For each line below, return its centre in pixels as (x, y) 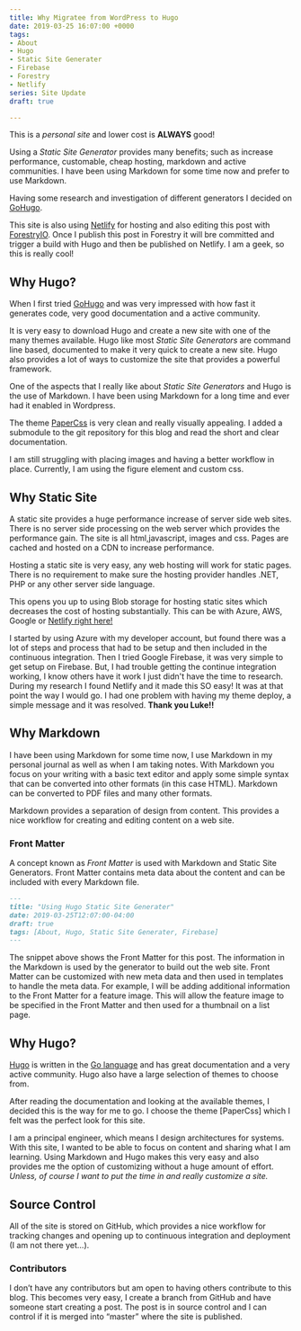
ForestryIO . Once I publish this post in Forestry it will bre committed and (142, 235)
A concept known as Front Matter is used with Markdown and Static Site (143, 863)
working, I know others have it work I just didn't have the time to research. (146, 676)
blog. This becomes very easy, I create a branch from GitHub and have (140, 1298)
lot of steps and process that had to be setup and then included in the (138, 648)
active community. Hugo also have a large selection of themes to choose (144, 1075)
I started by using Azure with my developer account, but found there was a (148, 638)
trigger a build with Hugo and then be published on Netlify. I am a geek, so (147, 245)
